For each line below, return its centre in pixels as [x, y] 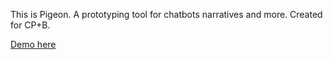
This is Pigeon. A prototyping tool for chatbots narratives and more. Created [166, 14]
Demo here [33, 44]
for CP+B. [30, 25]
